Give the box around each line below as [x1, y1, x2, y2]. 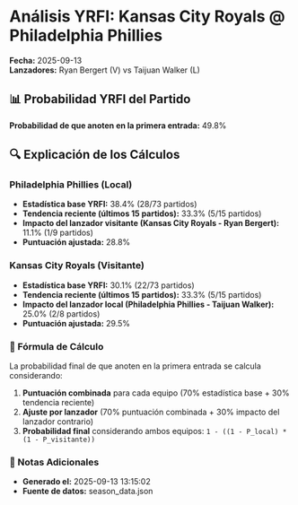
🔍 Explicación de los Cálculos [9, 147, 180, 162]
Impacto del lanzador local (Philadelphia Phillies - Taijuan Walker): [22, 299, 275, 309]
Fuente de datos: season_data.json [22, 486, 153, 497]
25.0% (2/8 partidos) [22, 308, 101, 319]
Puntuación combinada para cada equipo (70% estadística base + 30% [22, 387, 290, 398]
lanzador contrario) [22, 416, 94, 427]
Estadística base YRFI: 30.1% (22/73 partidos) [22, 280, 195, 291]
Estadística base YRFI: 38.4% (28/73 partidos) [22, 199, 197, 210]
